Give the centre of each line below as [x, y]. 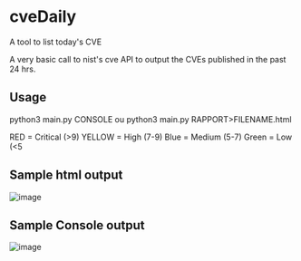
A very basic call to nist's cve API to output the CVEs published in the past [148, 59]
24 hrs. [23, 69]
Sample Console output [77, 225]
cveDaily [43, 17]
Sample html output [66, 175]
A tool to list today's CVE [56, 42]
